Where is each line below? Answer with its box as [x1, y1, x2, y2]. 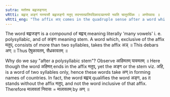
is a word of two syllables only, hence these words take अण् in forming [5, 69, 151, 75]
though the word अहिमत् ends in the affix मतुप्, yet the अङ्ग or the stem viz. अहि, [5, 64, 164, 70]
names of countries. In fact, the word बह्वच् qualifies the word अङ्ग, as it [5, 75, 151, 81]
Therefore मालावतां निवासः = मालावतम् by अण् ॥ [5, 86, 90, 92]
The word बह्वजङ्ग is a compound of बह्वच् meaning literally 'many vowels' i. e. [5, 31, 162, 37]
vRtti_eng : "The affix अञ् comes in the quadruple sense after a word [5, 17, 156, 22]
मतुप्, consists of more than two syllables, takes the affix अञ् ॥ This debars [5, 42, 159, 48]
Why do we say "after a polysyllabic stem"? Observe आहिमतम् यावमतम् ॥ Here [5, 58, 160, 64]
